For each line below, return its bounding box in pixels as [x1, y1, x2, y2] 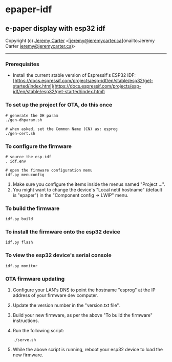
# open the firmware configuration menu [5, 167, 93, 173]
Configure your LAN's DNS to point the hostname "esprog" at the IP [12, 287, 156, 293]
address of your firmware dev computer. [12, 292, 98, 299]
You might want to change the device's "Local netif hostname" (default [12, 186, 163, 193]
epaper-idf [5, 4, 52, 15]
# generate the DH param [5, 113, 58, 118]
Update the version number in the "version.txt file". [12, 302, 120, 308]
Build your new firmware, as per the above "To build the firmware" [12, 312, 153, 318]
